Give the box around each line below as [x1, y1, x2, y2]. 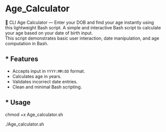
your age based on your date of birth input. [5, 30, 93, 36]
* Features [5, 55, 39, 64]
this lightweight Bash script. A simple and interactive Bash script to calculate [5, 24, 161, 30]
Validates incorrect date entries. [12, 78, 78, 84]
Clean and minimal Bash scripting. [12, 84, 82, 90]
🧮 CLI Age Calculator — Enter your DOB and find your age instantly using [5, 19, 154, 25]
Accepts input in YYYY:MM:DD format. [12, 68, 85, 74]
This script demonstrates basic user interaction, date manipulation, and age [5, 35, 160, 41]
